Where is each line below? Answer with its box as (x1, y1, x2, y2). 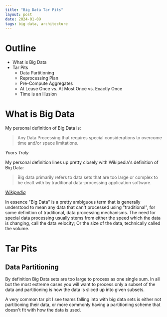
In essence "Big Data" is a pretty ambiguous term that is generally (5, 199, 141, 205)
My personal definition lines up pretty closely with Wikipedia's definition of (5, 159, 159, 165)
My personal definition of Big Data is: (5, 125, 81, 131)
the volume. (5, 226, 30, 232)
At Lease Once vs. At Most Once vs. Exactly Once (19, 86, 123, 92)
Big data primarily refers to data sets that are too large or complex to (17, 174, 158, 180)
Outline (5, 43, 36, 54)
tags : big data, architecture (5, 21, 68, 26)
